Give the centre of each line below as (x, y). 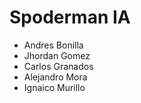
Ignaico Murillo (54, 87)
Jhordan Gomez (57, 55)
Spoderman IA (70, 17)
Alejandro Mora (55, 77)
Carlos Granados (58, 66)
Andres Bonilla (53, 45)
